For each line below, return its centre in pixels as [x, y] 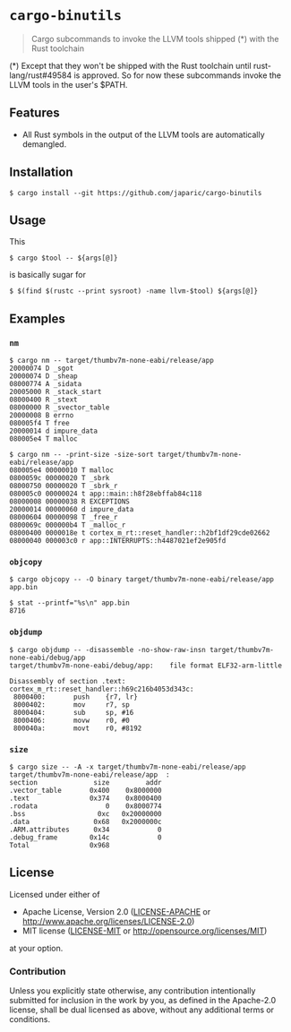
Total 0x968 [60, 845]
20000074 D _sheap [43, 376]
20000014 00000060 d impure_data [72, 510]
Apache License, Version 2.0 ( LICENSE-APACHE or [116, 911]
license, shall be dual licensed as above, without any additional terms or [142, 1010]
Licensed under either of [55, 894]
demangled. [44, 144]
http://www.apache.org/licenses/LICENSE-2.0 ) [108, 921]
